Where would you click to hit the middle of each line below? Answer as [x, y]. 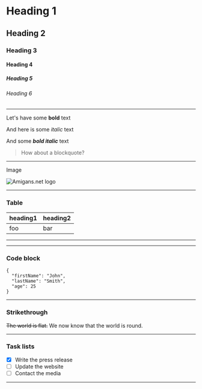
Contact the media [38, 373]
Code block [23, 258]
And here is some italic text [40, 129]
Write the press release [44, 360]
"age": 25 [24, 286]
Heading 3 [22, 50]
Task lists [20, 346]
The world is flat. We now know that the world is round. [75, 325]
